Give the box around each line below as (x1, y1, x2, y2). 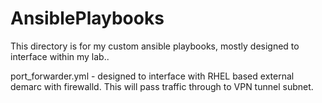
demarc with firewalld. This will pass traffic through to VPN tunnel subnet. (10, 80, 314, 92)
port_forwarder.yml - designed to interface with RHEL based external (10, 70, 295, 82)
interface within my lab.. (10, 50, 110, 62)
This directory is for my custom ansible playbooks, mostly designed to (10, 40, 300, 52)
